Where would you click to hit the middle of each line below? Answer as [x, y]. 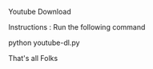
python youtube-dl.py [44, 43]
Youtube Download [40, 12]
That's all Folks [33, 58]
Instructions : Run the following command [77, 27]
